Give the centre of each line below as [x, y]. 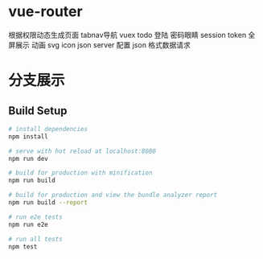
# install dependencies [48, 129]
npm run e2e [28, 224]
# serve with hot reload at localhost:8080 [82, 151]
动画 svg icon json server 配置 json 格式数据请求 [111, 45]
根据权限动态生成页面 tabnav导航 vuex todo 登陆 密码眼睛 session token [127, 35]
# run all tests [35, 239]
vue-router [45, 12]
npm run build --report [48, 203]
